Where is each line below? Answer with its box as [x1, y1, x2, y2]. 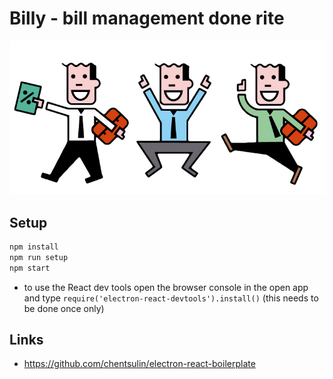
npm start [9, 263, 51, 273]
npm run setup [9, 252, 69, 262]
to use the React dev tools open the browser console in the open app [23, 281, 309, 293]
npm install [9, 242, 59, 252]
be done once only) [23, 302, 105, 314]
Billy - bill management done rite [9, 7, 285, 30]
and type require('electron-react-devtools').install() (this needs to [23, 292, 319, 304]
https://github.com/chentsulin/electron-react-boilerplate [23, 358, 256, 370]
